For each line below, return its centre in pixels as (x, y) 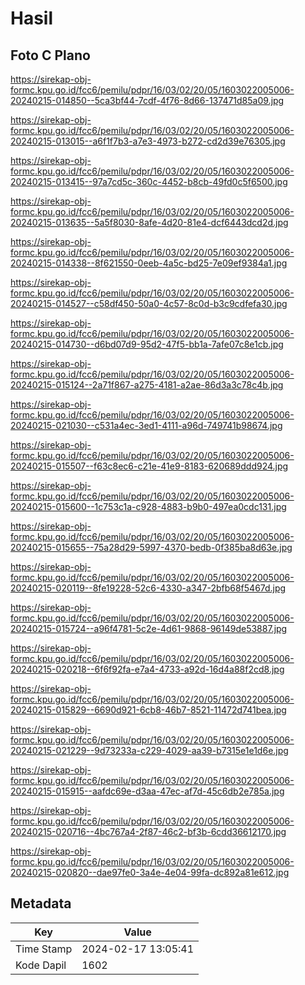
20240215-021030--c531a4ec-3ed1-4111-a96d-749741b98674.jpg (146, 425)
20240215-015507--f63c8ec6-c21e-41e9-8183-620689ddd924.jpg (149, 466)
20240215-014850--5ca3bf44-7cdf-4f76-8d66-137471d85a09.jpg (147, 100)
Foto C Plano (50, 55)
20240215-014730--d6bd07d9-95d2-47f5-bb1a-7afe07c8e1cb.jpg (147, 344)
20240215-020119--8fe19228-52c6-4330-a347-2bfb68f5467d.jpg (148, 588)
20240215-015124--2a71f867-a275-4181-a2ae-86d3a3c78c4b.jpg (147, 385)
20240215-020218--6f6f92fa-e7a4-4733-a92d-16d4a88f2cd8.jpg (147, 669)
